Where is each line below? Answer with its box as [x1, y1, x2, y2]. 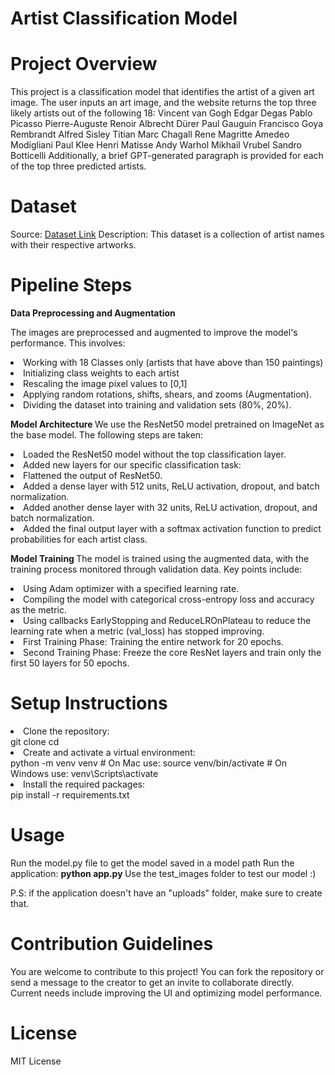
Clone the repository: [23, 725, 110, 737]
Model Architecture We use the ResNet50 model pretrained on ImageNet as [10, 418, 325, 430]
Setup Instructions [10, 692, 168, 715]
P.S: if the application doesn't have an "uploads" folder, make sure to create [10, 887, 323, 899]
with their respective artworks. [10, 239, 137, 251]
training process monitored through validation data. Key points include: [10, 563, 303, 575]
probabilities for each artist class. [10, 533, 148, 545]
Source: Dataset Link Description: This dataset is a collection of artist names [10, 228, 325, 241]
